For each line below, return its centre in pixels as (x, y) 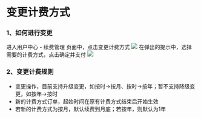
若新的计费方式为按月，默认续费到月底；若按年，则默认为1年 (91, 109)
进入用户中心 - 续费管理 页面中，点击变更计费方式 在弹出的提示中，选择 (99, 47)
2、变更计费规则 (30, 72)
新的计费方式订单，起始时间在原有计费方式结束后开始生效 (87, 101)
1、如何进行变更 (29, 33)
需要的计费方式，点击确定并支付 (46, 54)
